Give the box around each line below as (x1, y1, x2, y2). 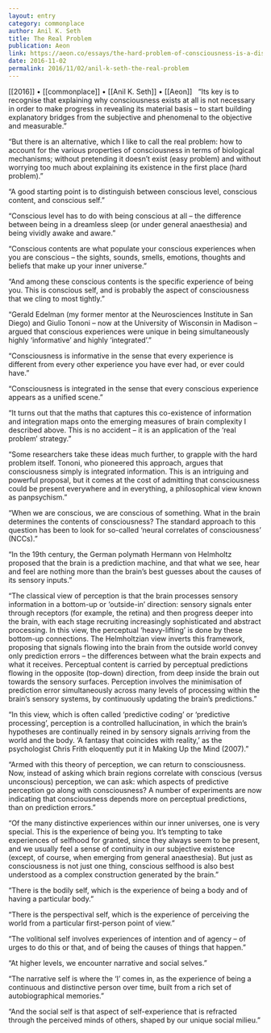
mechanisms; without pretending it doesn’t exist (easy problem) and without (8, 154, 261, 163)
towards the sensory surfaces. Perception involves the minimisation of (8, 677, 242, 686)
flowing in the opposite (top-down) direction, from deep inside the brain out (8, 668, 260, 677)
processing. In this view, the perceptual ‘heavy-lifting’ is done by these (8, 625, 243, 635)
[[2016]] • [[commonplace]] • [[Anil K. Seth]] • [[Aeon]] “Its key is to (8, 86, 240, 96)
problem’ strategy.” (8, 433, 72, 443)
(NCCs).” (8, 533, 39, 543)
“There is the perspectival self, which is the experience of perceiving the (8, 909, 250, 919)
